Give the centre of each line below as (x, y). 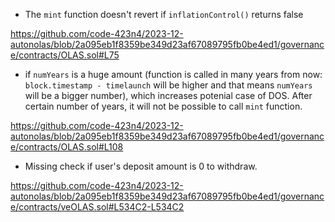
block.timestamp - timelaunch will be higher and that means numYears (168, 85)
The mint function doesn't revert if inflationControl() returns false (164, 14)
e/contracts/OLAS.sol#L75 (65, 55)
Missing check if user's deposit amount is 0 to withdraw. (141, 166)
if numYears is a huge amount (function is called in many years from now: (173, 74)
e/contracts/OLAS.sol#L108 (67, 147)
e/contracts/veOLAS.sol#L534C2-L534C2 (97, 207)
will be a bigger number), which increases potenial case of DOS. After (168, 95)
